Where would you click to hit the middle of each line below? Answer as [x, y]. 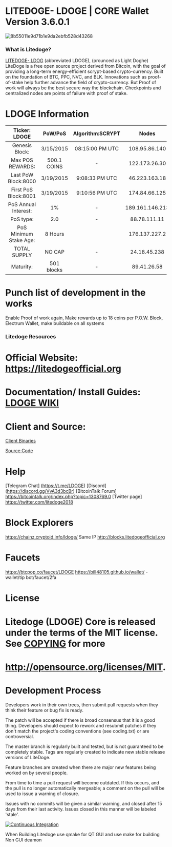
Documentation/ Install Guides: [73, 392]
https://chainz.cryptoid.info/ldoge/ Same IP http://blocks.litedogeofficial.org [85, 537]
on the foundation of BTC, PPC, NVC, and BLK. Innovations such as [76, 77]
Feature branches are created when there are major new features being [81, 767]
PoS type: [22, 219]
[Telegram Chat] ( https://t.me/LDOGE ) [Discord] [56, 486]
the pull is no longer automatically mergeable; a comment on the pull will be [85, 788]
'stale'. [12, 814]
